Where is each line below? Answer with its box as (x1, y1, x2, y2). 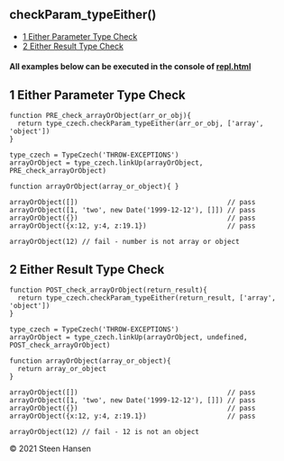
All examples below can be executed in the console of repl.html (9, 61, 252, 72)
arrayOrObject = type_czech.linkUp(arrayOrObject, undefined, (9, 333, 248, 342)
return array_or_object (17, 365, 106, 374)
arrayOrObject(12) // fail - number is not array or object (9, 238, 241, 247)
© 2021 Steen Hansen (9, 443, 92, 454)
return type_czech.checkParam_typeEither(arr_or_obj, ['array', (17, 119, 264, 129)
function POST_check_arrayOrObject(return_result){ (9, 285, 207, 295)
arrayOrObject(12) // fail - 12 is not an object (9, 428, 200, 437)
